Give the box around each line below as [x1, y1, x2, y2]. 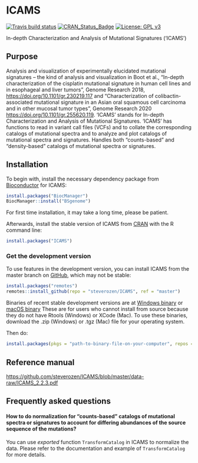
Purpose [6, 51, 38, 62]
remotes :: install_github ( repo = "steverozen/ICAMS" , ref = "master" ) [6, 288, 181, 295]
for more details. [6, 451, 46, 458]
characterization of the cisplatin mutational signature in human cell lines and [6, 80, 192, 87]
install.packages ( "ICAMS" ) [6, 238, 72, 244]
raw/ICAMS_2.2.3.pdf [6, 379, 58, 386]
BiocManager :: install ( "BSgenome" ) [6, 198, 91, 204]
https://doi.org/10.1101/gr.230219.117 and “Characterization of [6, 92, 154, 99]
